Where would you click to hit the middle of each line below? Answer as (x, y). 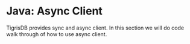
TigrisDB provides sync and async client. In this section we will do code (95, 28)
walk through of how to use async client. (57, 34)
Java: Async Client (54, 11)
